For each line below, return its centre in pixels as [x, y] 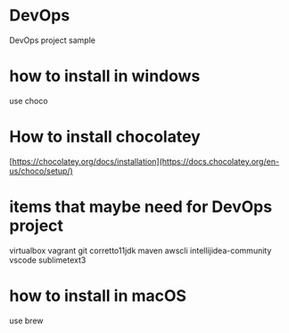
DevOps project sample [53, 40]
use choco [29, 101]
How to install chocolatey [105, 137]
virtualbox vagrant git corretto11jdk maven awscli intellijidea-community [140, 250]
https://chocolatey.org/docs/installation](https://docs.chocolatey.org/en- [145, 161]
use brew [26, 321]
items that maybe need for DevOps [141, 207]
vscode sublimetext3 [48, 260]
